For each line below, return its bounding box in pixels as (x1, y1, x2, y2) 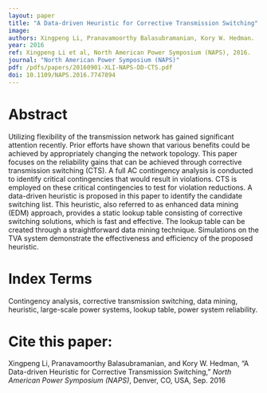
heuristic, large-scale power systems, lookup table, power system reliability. (8, 305, 258, 314)
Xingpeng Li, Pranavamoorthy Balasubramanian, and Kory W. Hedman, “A (8, 359, 249, 368)
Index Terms (8, 269, 92, 288)
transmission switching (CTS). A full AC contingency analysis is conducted (8, 165, 253, 175)
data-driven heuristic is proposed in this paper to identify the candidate (8, 191, 243, 200)
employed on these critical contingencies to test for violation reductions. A (8, 183, 253, 192)
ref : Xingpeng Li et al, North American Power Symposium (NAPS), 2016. (8, 49, 251, 57)
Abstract (8, 105, 68, 124)
